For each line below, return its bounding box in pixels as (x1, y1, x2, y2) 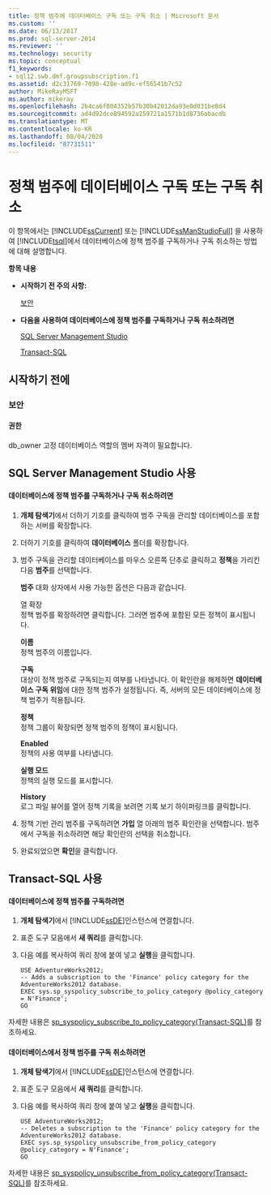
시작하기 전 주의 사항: (19, 281, 87, 290)
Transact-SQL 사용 (8, 871, 103, 885)
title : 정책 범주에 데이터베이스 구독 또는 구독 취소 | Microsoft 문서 (8, 11, 219, 20)
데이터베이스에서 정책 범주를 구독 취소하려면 (8, 1047, 146, 1057)
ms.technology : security (8, 49, 92, 58)
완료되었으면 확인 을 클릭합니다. (19, 845, 119, 856)
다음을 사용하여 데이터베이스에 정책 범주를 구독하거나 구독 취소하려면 (19, 316, 235, 325)
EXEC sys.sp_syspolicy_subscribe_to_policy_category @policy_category (19, 987, 264, 996)
